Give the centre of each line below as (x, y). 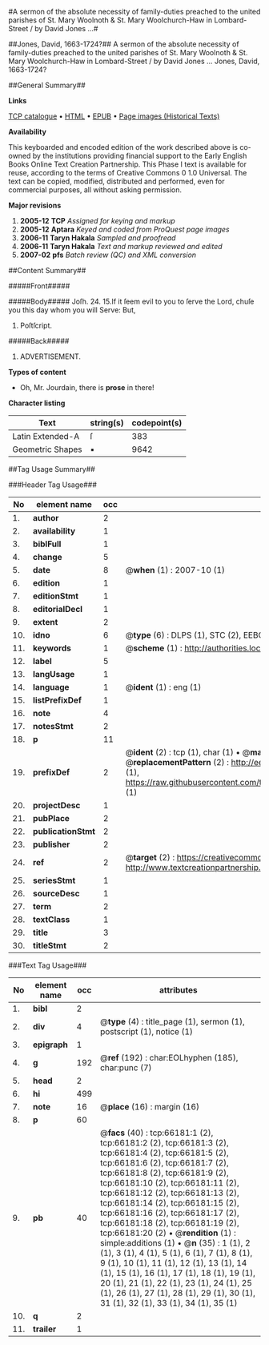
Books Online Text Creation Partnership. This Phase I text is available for (127, 164)
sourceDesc (56, 894)
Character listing (37, 403)
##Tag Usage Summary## (52, 469)
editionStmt (56, 596)
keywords (52, 648)
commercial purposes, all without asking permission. (95, 190)
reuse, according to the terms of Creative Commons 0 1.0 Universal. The (128, 173)
